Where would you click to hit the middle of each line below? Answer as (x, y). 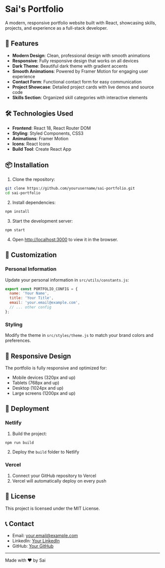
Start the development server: (42, 221)
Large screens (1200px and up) (44, 393)
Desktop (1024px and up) (38, 388)
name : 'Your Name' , (29, 293)
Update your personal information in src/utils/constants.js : (67, 280)
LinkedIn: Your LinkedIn (36, 541)
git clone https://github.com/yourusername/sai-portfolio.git (70, 189)
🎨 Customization (31, 255)
